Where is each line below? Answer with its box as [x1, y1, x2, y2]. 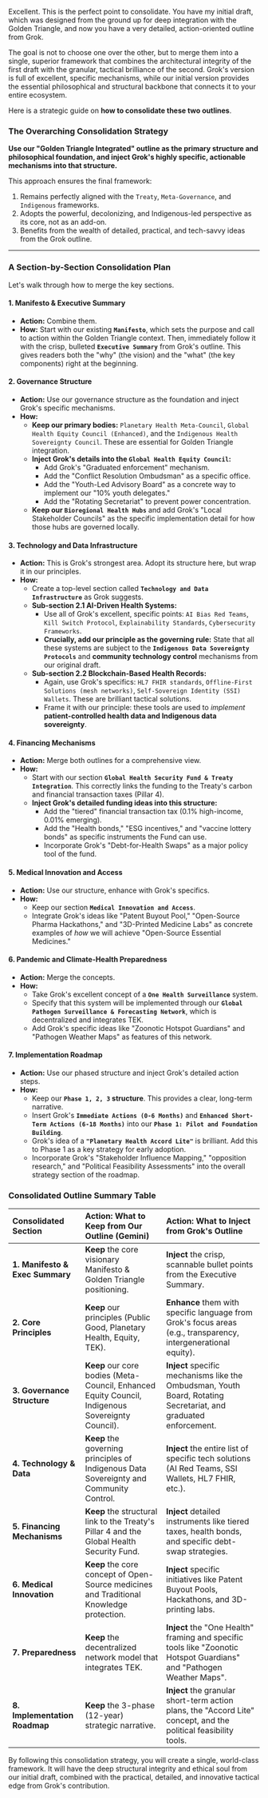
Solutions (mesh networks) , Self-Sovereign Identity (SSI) [43, 685, 241, 695]
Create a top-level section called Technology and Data [31, 584, 209, 593]
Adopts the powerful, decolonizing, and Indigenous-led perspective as [19, 209, 252, 218]
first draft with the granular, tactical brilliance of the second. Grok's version [8, 65, 255, 74]
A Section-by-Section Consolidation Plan [8, 262, 171, 273]
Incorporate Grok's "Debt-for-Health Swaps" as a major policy [43, 841, 249, 850]
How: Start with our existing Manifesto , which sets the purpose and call [19, 324, 255, 334]
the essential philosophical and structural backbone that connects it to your [8, 82, 257, 91]
